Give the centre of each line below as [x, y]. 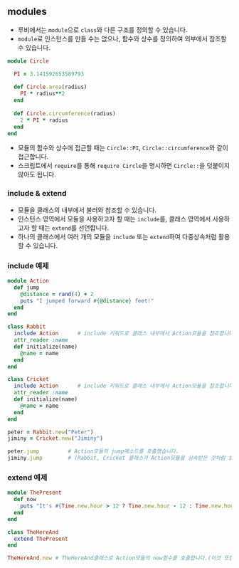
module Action [28, 281]
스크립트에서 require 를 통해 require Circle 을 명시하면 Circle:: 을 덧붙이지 [123, 166]
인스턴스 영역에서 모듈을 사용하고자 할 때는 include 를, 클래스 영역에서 [114, 219]
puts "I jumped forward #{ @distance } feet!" [87, 301]
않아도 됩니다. [37, 174]
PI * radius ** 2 [43, 94]
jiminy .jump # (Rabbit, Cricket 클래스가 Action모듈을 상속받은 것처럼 [116, 458]
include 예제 [28, 265]
